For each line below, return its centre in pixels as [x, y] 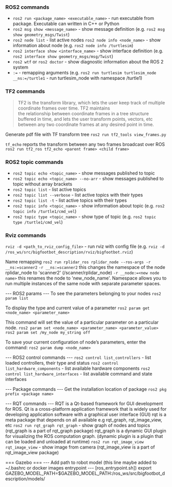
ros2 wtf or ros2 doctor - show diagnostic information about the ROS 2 [88, 62]
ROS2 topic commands [35, 162]
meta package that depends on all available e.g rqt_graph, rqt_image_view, [84, 420]
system [20, 67]
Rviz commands [26, 235]
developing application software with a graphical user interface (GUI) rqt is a [86, 415]
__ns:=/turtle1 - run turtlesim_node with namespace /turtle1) [77, 78]
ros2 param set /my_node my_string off [48, 333]
